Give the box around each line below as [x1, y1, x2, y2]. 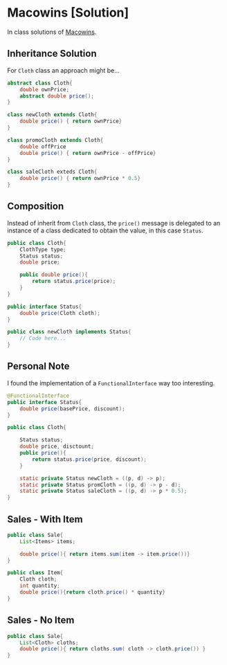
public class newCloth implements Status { [7, 329, 131, 336]
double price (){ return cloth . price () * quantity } [19, 589, 166, 596]
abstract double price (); [19, 92, 95, 100]
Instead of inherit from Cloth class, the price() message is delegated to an [7, 219, 221, 227]
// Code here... [19, 335, 67, 342]
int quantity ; [19, 583, 60, 590]
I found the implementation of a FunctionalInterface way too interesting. [7, 379, 215, 387]
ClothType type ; [19, 246, 67, 253]
